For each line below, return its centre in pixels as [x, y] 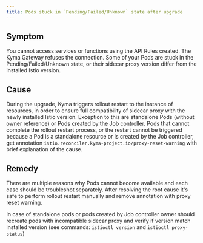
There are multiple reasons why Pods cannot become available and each [97, 183]
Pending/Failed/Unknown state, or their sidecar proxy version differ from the [101, 64]
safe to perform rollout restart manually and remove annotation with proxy [98, 196]
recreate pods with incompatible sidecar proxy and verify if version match [98, 221]
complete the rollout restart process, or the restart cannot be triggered [94, 130]
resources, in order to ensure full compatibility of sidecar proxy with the [96, 111]
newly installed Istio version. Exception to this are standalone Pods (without [101, 117]
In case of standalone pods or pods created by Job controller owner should [101, 214]
